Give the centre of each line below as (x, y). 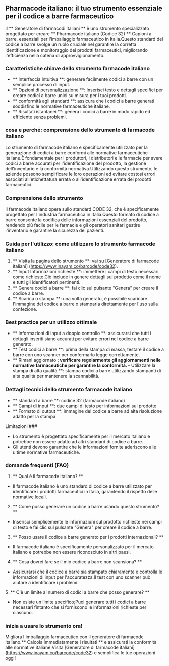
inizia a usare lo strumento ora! (44, 626)
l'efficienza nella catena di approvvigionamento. (55, 55)
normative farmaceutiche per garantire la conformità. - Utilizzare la (84, 365)
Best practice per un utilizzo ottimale (51, 322)
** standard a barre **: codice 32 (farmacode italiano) (69, 400)
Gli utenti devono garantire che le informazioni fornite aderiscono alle (84, 447)
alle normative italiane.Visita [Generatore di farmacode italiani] (70, 648)
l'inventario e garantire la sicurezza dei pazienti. (55, 230)
